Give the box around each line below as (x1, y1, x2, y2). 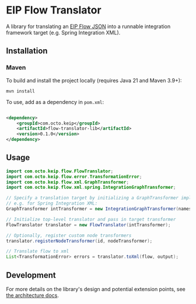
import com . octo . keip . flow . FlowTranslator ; (6, 168, 114, 174)
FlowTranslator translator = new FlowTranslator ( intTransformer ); (6, 222, 171, 228)
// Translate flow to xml (6, 248, 69, 254)
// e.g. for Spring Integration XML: (6, 201, 98, 206)
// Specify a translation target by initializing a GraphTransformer (6, 195, 179, 201)
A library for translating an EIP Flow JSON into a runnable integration (6, 23, 171, 30)
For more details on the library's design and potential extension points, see (6, 286, 185, 292)
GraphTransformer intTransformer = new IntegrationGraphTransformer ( (6, 206, 179, 212)
